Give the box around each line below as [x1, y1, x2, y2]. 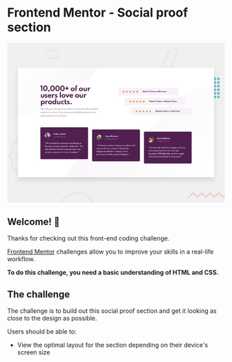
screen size [17, 348, 50, 356]
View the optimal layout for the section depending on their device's [17, 341, 209, 350]
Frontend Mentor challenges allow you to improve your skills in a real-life [7, 247, 214, 256]
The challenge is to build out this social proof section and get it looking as [7, 307, 217, 315]
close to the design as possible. [7, 314, 97, 323]
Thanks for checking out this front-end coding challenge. [7, 234, 170, 242]
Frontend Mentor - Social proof [7, 5, 188, 21]
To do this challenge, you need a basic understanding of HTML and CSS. [7, 268, 219, 277]
